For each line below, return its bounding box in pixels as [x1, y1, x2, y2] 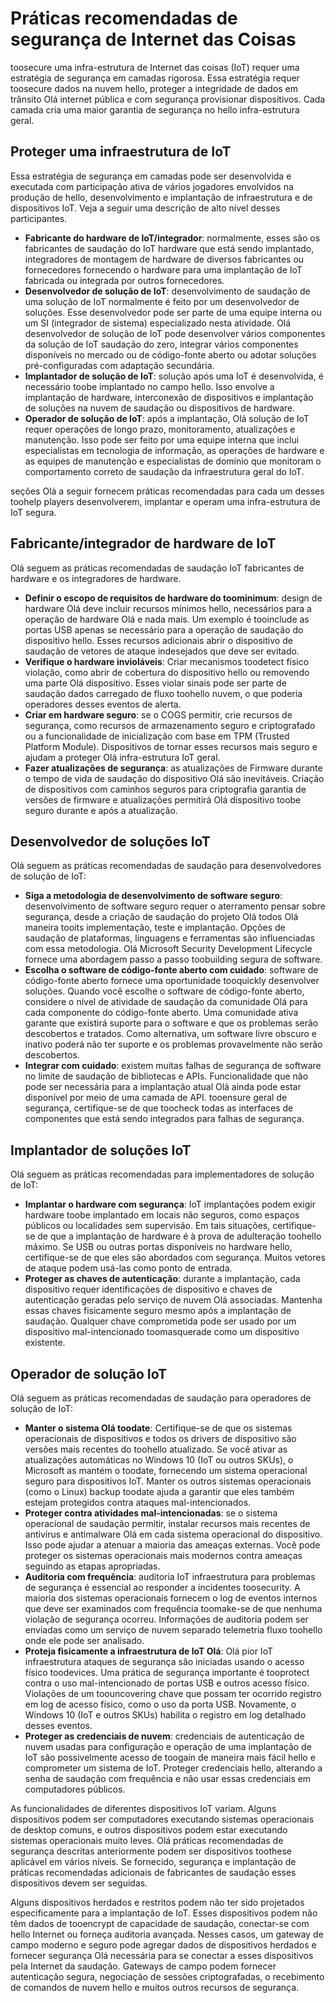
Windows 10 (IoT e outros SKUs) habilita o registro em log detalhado [24, 1709, 307, 1721]
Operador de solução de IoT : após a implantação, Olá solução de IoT [24, 412, 310, 424]
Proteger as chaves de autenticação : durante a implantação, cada [24, 1273, 301, 1285]
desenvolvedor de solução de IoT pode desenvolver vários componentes [24, 327, 326, 339]
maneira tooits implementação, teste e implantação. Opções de [24, 922, 286, 934]
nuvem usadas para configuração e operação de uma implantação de [24, 1741, 312, 1752]
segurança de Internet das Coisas [10, 28, 297, 51]
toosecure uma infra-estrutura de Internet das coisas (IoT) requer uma [10, 61, 300, 73]
